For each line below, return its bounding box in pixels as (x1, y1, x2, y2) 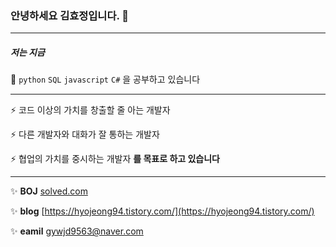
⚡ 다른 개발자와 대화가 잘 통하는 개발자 (10, 128, 160, 141)
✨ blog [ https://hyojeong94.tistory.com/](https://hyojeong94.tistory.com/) (10, 205, 315, 217)
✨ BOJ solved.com (10, 185, 88, 197)
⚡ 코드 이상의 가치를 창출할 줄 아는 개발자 (10, 104, 171, 116)
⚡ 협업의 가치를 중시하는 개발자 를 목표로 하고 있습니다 (10, 153, 220, 165)
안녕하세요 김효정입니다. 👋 (10, 8, 130, 22)
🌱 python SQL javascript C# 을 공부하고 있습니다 (10, 73, 201, 86)
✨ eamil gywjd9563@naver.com (10, 225, 144, 237)
